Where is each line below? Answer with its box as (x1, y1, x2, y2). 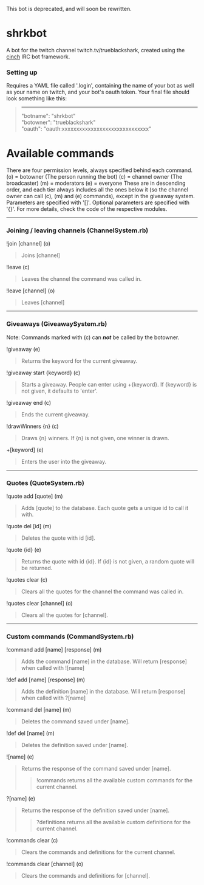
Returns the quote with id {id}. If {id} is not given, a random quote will (21, 558, 195, 565)
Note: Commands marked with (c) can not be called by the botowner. (6, 334, 180, 341)
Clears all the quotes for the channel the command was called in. (21, 588, 184, 595)
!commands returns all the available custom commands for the (36, 777, 193, 784)
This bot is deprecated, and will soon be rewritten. (6, 5, 132, 12)
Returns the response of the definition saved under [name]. (21, 807, 170, 814)
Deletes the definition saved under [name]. (21, 742, 129, 749)
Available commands (6, 146, 114, 160)
